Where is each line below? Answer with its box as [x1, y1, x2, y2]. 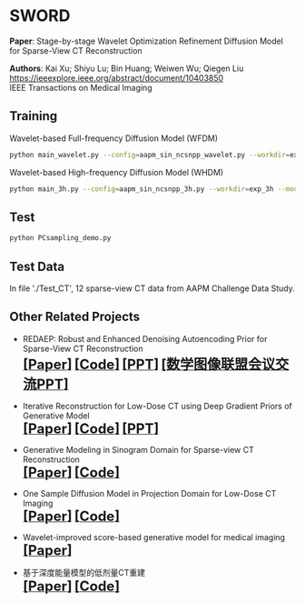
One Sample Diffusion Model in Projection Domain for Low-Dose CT [22, 487, 277, 498]
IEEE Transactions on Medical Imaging [9, 82, 152, 93]
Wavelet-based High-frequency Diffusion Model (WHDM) [9, 166, 224, 177]
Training [9, 108, 58, 124]
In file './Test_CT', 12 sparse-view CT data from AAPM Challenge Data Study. [9, 283, 295, 294]
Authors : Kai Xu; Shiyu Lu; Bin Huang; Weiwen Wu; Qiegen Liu [9, 63, 244, 74]
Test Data [9, 258, 65, 274]
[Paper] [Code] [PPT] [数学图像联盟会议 [22, 356, 276, 373]
